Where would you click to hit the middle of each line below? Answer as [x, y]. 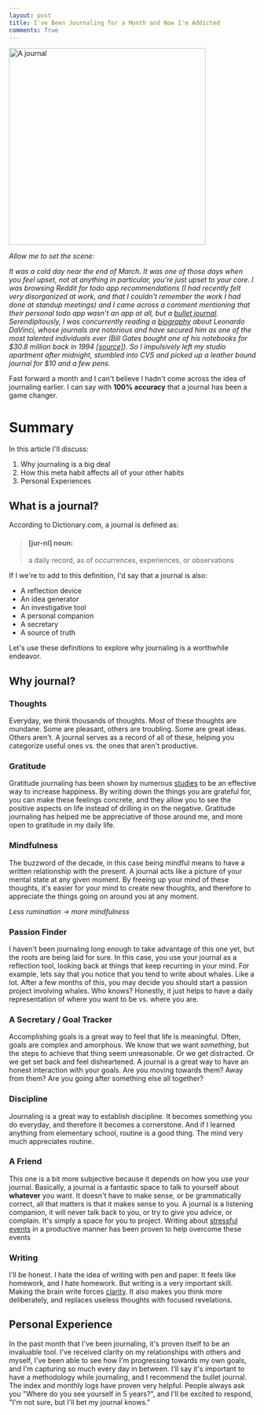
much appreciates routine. [51, 1141]
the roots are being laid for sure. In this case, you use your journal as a [123, 957]
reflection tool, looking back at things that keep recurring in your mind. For [129, 965]
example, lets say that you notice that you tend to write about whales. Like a [132, 974]
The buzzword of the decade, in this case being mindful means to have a [127, 862]
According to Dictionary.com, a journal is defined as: [94, 525]
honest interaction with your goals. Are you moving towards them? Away [126, 1070]
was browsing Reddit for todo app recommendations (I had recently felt [125, 288]
